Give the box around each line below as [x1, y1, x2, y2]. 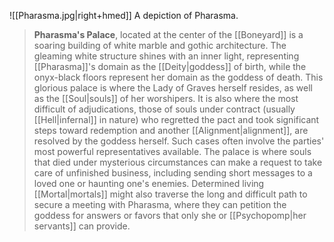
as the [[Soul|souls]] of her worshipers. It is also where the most [33, 93, 299, 104]
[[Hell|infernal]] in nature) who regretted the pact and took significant [33, 114, 320, 125]
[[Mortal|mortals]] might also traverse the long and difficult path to [33, 188, 308, 200]
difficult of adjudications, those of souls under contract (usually [33, 103, 296, 115]
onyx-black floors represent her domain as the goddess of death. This [33, 71, 324, 83]
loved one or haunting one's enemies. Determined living [33, 178, 265, 189]
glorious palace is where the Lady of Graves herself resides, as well [33, 82, 313, 94]
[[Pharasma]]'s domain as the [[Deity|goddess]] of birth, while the [33, 61, 307, 72]
